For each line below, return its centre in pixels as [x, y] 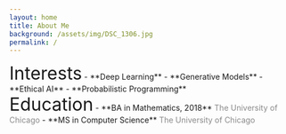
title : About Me [39, 26]
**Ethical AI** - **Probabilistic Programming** [98, 89]
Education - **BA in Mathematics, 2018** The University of [143, 105]
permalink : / [33, 42]
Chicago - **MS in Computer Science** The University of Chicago [132, 120]
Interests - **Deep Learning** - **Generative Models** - [136, 74]
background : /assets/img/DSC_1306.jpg [81, 34]
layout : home [33, 17]
